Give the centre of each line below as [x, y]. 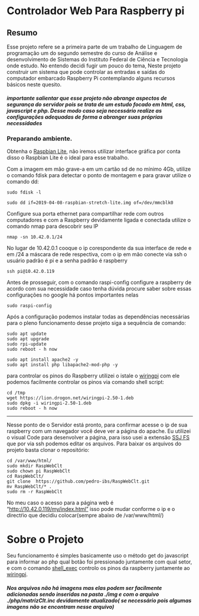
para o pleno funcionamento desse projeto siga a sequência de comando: [97, 323]
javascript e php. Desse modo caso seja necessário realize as [84, 110]
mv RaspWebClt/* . [29, 487]
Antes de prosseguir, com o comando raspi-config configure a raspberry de [99, 282]
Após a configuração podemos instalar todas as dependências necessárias [98, 317]
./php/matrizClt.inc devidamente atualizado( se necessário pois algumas [99, 600]
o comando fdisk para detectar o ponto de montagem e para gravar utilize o [99, 175]
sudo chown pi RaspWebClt [38, 471]
